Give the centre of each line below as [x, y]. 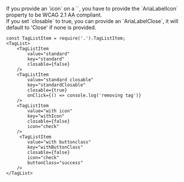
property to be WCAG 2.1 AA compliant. [54, 15]
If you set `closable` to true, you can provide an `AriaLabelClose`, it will [92, 21]
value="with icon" [50, 111]
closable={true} [47, 90]
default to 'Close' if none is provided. [51, 27]
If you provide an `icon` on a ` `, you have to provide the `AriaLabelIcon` [92, 9]
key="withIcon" [46, 116]
